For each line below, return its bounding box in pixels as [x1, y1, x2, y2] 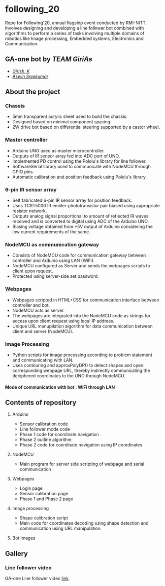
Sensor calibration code [19, 421, 68, 427]
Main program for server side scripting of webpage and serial [19, 461, 144, 467]
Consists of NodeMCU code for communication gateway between [12, 253, 146, 258]
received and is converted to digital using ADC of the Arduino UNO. [12, 219, 149, 224]
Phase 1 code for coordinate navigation [19, 432, 99, 438]
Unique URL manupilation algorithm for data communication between [12, 323, 153, 329]
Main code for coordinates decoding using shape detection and [19, 520, 149, 526]
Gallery [5, 549, 28, 558]
